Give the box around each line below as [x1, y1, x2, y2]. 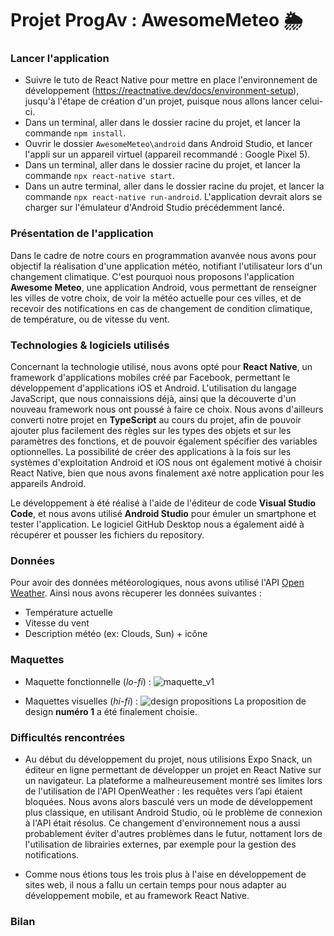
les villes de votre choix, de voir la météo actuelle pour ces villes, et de [10, 292, 302, 304]
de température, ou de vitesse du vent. [10, 313, 170, 325]
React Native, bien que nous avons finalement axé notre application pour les [10, 467, 325, 479]
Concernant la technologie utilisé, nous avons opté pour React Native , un [10, 361, 313, 373]
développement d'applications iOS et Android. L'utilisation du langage [10, 382, 297, 394]
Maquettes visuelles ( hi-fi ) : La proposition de [24, 695, 307, 707]
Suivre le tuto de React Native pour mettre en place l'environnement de [24, 74, 318, 86]
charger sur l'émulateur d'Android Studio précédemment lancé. [24, 202, 285, 214]
